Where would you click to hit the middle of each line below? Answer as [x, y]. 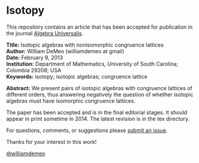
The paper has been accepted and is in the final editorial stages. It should [97, 112]
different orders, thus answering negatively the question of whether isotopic [100, 94]
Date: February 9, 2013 [35, 57]
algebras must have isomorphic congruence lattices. [71, 101]
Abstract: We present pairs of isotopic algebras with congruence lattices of [99, 88]
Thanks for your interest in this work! [51, 142]
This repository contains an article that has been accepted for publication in [99, 27]
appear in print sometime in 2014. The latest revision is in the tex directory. [98, 119]
